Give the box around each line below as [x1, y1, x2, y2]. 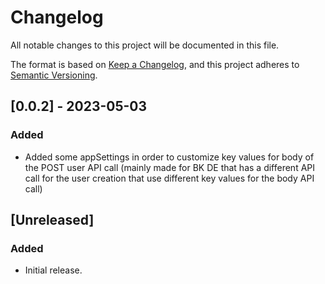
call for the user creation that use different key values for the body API [24, 172, 315, 184]
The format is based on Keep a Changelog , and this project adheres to [10, 58, 300, 70]
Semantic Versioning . [10, 69, 98, 81]
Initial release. [24, 264, 83, 276]
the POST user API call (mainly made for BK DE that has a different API [24, 161, 316, 173]
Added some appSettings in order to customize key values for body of [24, 151, 315, 163]
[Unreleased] [10, 212, 95, 229]
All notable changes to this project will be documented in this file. [10, 39, 280, 51]
